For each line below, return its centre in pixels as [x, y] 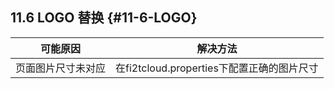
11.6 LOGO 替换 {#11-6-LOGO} [104, 18]
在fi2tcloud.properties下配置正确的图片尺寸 [217, 68]
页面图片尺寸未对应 [61, 68]
